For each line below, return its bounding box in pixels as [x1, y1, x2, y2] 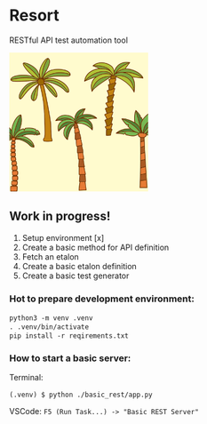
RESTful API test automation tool [9, 35, 129, 45]
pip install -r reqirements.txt [9, 332, 129, 340]
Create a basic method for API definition [21, 242, 170, 252]
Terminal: [9, 372, 44, 383]
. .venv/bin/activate [9, 323, 90, 332]
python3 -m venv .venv [9, 314, 93, 323]
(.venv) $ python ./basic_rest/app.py [9, 390, 153, 400]
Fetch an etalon [21, 251, 80, 262]
